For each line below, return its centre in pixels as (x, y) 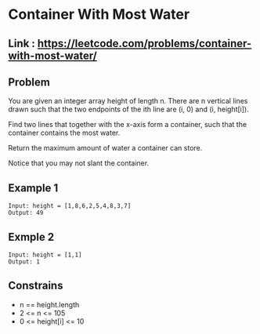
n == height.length (49, 304)
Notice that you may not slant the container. (79, 163)
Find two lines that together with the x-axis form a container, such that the (128, 125)
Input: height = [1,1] (45, 255)
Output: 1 (24, 262)
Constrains (36, 286)
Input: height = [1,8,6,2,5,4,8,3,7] (70, 206)
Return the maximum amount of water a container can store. (105, 148)
